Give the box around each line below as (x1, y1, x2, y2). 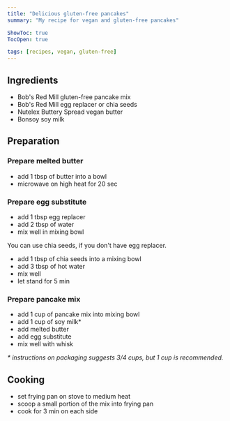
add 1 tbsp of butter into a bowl (17, 172, 107, 180)
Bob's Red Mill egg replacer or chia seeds (17, 100, 137, 108)
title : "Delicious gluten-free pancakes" (7, 10, 130, 17)
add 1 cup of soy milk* (17, 318, 82, 326)
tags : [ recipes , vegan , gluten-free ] (7, 48, 117, 56)
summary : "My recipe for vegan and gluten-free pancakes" (7, 17, 179, 24)
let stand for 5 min (17, 276, 70, 285)
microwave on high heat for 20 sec (17, 179, 118, 188)
